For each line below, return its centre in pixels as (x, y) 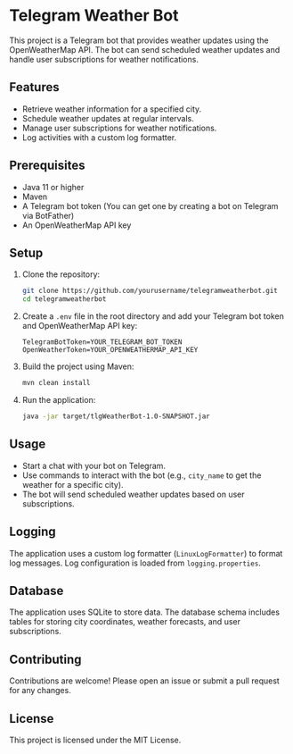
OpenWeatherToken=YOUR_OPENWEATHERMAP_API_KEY (110, 350)
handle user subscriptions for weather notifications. (104, 59)
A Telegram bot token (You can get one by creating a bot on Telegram (150, 205)
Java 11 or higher (53, 187)
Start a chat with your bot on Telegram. (94, 465)
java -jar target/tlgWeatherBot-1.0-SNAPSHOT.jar (116, 416)
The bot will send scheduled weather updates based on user (133, 494)
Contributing (45, 659)
